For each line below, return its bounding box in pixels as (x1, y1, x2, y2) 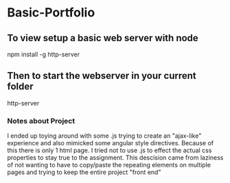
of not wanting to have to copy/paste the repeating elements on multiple (7, 161, 211, 169)
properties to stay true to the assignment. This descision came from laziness (7, 154, 224, 162)
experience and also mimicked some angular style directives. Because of (7, 139, 214, 147)
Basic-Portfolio (7, 5, 95, 21)
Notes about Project (7, 116, 76, 125)
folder (7, 81, 34, 93)
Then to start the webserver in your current (7, 70, 197, 82)
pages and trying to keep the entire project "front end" (7, 168, 161, 176)
